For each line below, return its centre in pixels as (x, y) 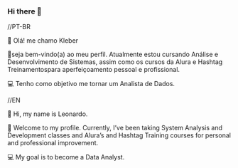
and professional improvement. (53, 143)
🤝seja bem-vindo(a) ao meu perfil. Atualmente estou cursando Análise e (113, 54)
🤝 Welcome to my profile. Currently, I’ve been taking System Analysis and (115, 128)
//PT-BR (19, 27)
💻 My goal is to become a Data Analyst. (66, 157)
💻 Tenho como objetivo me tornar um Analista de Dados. (91, 84)
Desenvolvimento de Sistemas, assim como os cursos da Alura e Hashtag (115, 62)
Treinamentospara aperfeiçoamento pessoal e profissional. (93, 70)
